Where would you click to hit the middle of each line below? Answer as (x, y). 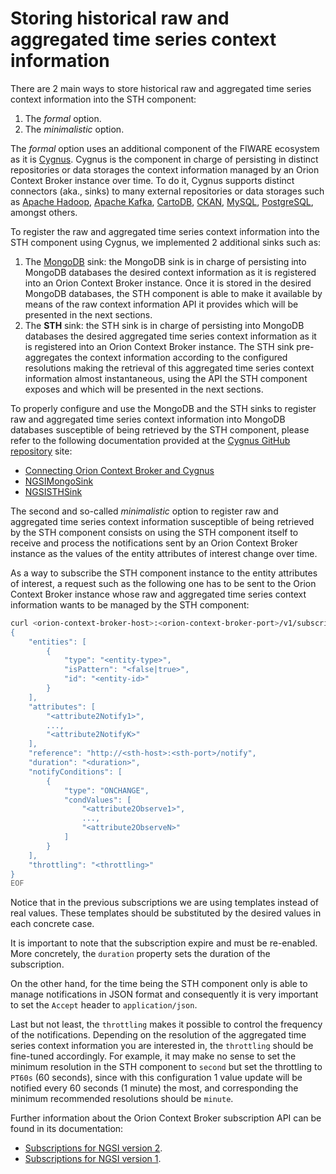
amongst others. (44, 212)
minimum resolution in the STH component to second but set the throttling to (166, 1067)
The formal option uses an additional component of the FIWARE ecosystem (165, 148)
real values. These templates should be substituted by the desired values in (166, 913)
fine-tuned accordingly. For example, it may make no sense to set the (153, 1056)
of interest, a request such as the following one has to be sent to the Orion (163, 583)
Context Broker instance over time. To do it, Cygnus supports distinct (152, 180)
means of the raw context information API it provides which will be (161, 304)
